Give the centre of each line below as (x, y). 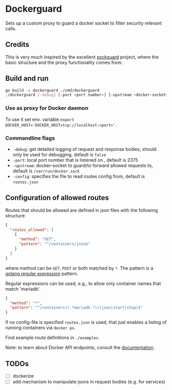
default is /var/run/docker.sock (46, 171)
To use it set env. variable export (40, 119)
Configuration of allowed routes (57, 198)
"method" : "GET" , (37, 239)
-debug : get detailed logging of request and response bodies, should (85, 149)
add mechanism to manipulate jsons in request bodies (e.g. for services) (89, 382)
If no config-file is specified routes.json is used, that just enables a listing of (86, 322)
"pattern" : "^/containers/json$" (55, 244)
